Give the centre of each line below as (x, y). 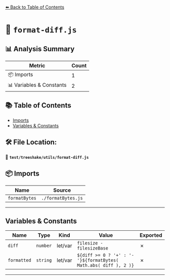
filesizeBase (93, 248)
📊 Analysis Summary (40, 49)
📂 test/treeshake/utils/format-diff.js (47, 157)
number (44, 246)
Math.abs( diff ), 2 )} (105, 266)
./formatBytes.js (62, 198)
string (44, 260)
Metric (37, 66)
